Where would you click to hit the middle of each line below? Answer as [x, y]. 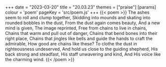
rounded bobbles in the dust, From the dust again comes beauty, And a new [83, 23]
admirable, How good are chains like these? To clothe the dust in [71, 44]
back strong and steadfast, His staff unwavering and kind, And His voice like [83, 54]
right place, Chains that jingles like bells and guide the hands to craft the [79, 38]
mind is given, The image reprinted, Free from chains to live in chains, [76, 28]
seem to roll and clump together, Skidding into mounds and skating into [78, 17]
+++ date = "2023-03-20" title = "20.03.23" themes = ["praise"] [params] [81, 7]
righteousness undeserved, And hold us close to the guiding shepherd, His [82, 49]
